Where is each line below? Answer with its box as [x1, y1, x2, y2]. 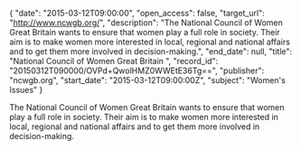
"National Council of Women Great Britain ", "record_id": [9, 56, 219, 66]
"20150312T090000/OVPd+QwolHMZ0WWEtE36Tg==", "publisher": [9, 65, 265, 76]
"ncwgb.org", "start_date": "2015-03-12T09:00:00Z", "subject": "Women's [9, 75, 287, 85]
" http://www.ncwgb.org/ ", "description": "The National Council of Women [9, 17, 283, 28]
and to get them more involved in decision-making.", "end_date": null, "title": [9, 46, 293, 57]
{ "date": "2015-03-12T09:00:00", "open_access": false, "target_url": [9, 8, 265, 18]
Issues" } [9, 85, 43, 95]
